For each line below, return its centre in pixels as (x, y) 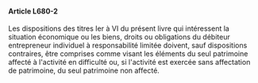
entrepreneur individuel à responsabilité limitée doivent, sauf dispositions (128, 45)
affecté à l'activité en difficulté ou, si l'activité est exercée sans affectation (129, 62)
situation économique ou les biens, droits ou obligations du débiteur (119, 37)
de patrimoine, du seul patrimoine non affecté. (84, 70)
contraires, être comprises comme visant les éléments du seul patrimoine (128, 54)
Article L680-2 (33, 11)
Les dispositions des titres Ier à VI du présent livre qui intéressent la (119, 28)
